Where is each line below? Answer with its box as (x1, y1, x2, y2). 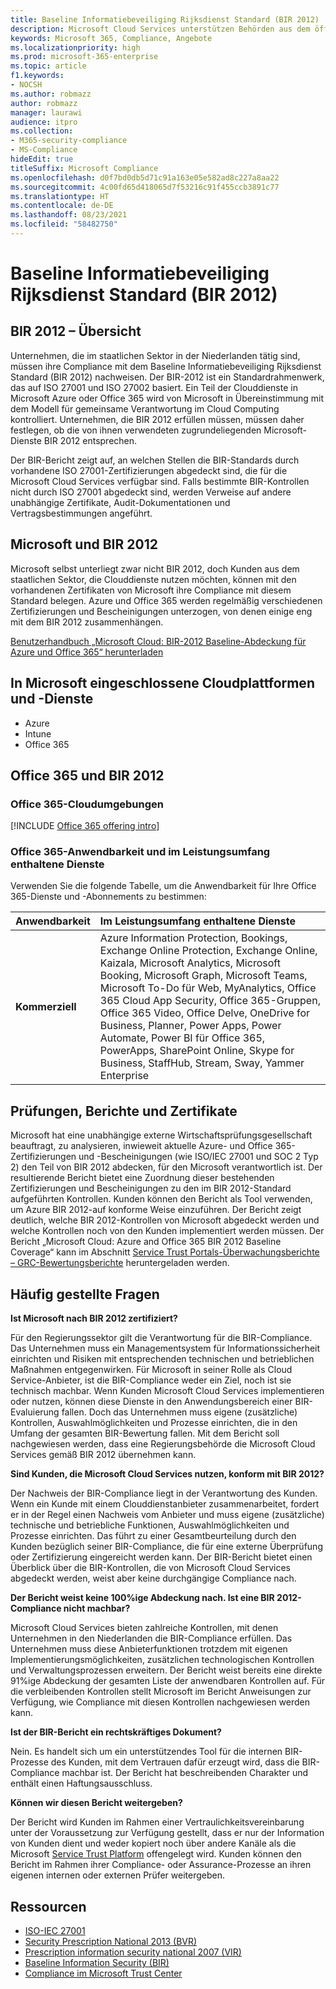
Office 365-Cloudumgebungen (10, 797, 164, 811)
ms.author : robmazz (10, 89, 92, 99)
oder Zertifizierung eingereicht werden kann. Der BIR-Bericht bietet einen (10, 1551, 313, 1563)
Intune (24, 727, 52, 740)
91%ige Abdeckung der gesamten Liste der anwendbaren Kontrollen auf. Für (10, 1675, 325, 1687)
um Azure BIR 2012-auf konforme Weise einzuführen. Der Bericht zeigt (10, 1204, 302, 1216)
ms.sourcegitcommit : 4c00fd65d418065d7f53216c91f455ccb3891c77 (10, 182, 280, 192)
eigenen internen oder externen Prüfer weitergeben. (10, 1869, 225, 1881)
